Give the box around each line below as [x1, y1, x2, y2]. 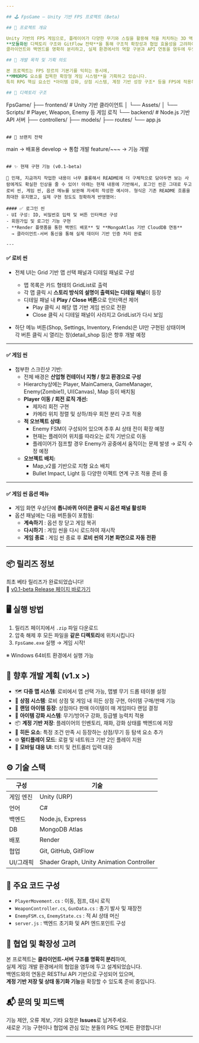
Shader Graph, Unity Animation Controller [39, 858, 155, 866]
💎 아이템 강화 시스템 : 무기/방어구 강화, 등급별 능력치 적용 [14, 711, 145, 719]
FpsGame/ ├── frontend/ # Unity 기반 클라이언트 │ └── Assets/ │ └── [6, 101, 178, 108]
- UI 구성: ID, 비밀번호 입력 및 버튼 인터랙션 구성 [6, 212, 118, 218]
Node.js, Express [39, 815, 87, 823]
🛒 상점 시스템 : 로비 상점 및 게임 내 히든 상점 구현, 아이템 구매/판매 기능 [14, 697, 176, 704]
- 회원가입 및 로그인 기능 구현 [6, 218, 71, 224]
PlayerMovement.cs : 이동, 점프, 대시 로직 [14, 897, 111, 905]
